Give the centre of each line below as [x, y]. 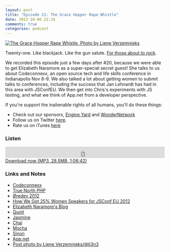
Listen [13, 139]
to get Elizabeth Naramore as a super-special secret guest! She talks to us [82, 68]
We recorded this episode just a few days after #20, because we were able [83, 63]
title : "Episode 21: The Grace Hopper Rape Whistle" [62, 15]
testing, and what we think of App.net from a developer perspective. [76, 95]
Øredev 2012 [26, 196]
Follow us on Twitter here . [39, 120]
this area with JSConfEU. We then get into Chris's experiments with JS [79, 90]
